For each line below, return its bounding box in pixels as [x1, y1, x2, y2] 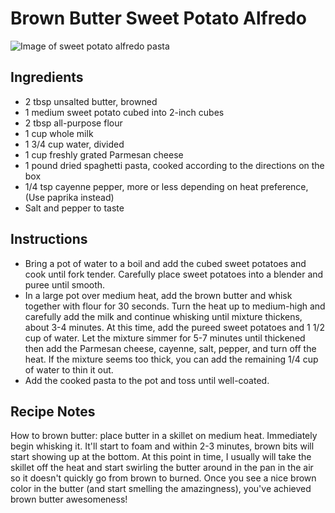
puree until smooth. [24, 278, 106, 291]
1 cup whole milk [24, 127, 94, 139]
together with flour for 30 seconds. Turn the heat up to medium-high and [24, 300, 326, 312]
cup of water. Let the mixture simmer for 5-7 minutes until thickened [24, 332, 306, 344]
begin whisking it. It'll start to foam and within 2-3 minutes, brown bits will [10, 440, 315, 452]
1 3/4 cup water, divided [24, 138, 125, 150]
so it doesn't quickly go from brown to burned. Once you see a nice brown [10, 472, 317, 484]
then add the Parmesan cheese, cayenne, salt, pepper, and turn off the [24, 342, 317, 354]
